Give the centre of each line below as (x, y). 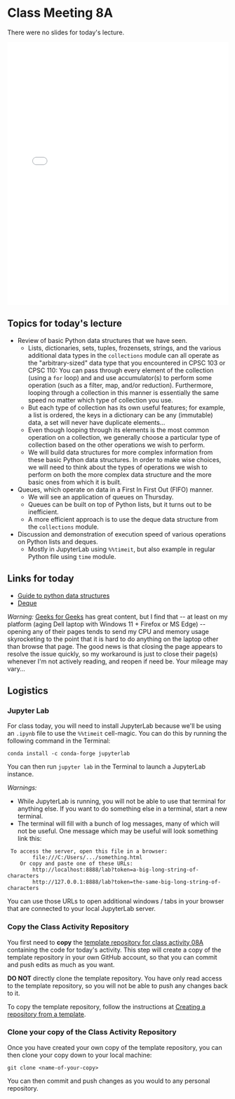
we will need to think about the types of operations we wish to (118, 467)
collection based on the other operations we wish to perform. (116, 445)
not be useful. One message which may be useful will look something (118, 831)
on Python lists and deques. (58, 541)
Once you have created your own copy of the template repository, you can (115, 1047)
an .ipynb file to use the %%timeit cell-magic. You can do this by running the (117, 734)
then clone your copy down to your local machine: (80, 1055)
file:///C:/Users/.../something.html (87, 858)
